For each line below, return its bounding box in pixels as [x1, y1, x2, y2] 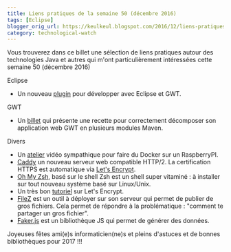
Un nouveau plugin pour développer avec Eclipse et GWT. [16, 90, 181, 98]
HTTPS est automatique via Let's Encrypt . [16, 165, 136, 173]
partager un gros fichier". [16, 209, 89, 217]
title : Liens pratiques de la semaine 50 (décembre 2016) [7, 10, 177, 17]
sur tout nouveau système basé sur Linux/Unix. [16, 180, 151, 188]
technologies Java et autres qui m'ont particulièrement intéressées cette [7, 56, 212, 64]
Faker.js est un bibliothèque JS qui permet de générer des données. [16, 217, 210, 225]
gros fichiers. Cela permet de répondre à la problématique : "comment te [16, 202, 223, 211]
